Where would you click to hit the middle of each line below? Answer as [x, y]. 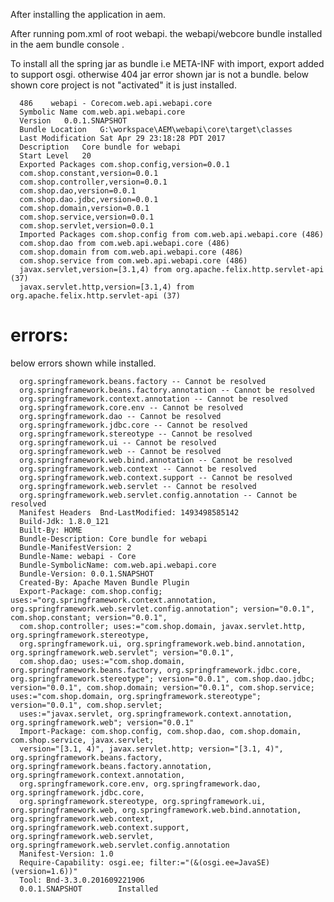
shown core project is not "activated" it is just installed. [123, 85]
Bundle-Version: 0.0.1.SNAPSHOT [87, 574]
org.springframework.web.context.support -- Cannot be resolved [156, 477]
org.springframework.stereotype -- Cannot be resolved [136, 434]
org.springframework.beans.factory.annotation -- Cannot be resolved [167, 390]
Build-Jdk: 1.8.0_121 [64, 521]
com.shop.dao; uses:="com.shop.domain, [102, 661]
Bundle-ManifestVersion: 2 [75, 547]
